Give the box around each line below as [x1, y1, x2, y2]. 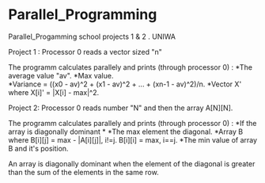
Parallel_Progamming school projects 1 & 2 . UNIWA [8, 32, 176, 41]
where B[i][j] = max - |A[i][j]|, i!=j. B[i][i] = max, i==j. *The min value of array [8, 135, 258, 144]
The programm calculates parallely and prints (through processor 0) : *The [8, 62, 253, 72]
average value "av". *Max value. [8, 71, 114, 80]
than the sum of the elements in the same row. [8, 167, 160, 177]
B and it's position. [8, 143, 69, 153]
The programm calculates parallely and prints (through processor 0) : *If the [8, 118, 257, 128]
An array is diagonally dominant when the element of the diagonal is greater [8, 158, 256, 168]
